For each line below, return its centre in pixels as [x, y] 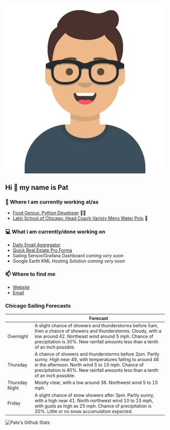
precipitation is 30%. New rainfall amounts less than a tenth [96, 341]
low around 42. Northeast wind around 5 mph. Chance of [94, 336]
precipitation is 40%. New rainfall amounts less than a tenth [96, 370]
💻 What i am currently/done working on [55, 232]
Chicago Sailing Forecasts [38, 305]
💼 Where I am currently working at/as [52, 202]
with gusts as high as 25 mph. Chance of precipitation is [93, 406]
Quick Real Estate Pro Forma [42, 250]
